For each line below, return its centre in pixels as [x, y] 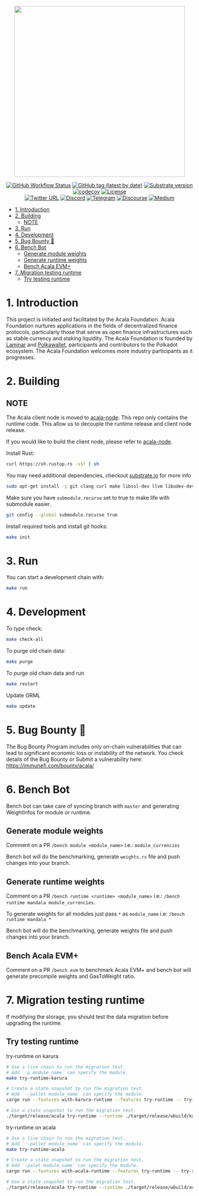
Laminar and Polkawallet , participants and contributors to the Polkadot [92, 344]
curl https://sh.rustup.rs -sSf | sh [53, 464]
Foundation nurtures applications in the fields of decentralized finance [92, 325]
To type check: [24, 629]
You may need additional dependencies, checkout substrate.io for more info [99, 475]
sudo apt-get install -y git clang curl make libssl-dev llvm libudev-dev [100, 486]
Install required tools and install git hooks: [57, 526]
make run [17, 588]
